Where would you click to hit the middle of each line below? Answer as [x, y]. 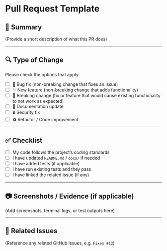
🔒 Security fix [26, 112]
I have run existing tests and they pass [52, 169]
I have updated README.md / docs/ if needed [56, 158]
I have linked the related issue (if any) [51, 175]
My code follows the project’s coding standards [61, 152]
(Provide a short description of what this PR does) [56, 39]
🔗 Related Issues [31, 231]
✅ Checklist [24, 140]
